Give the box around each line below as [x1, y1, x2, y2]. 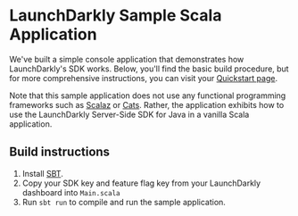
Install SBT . [21, 168, 64, 179]
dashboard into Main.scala [21, 187, 120, 197]
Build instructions [9, 145, 110, 160]
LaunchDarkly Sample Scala [9, 5, 222, 26]
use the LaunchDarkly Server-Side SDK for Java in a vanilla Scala [9, 109, 250, 120]
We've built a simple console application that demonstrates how [9, 54, 244, 64]
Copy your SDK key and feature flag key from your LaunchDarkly [21, 178, 261, 188]
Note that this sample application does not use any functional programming [9, 90, 286, 101]
